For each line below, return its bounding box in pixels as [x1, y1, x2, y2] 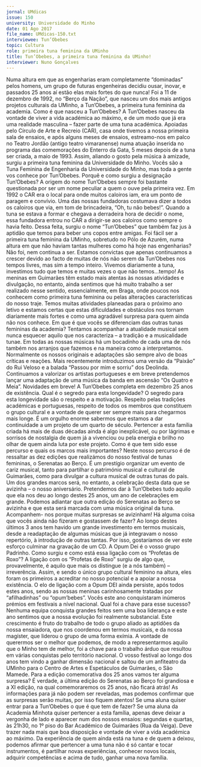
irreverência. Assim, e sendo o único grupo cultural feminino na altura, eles [6, 568, 192, 576]
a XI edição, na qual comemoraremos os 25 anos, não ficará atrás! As [6, 683, 178, 691]
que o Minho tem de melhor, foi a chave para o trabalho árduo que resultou [6, 645, 192, 652]
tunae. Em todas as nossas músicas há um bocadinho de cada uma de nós [6, 338, 191, 345]
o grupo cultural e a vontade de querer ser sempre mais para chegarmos [6, 408, 187, 415]
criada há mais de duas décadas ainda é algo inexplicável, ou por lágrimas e [6, 427, 195, 435]
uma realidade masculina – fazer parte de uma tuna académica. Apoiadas [6, 120, 188, 128]
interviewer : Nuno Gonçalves [6, 59, 79, 65]
